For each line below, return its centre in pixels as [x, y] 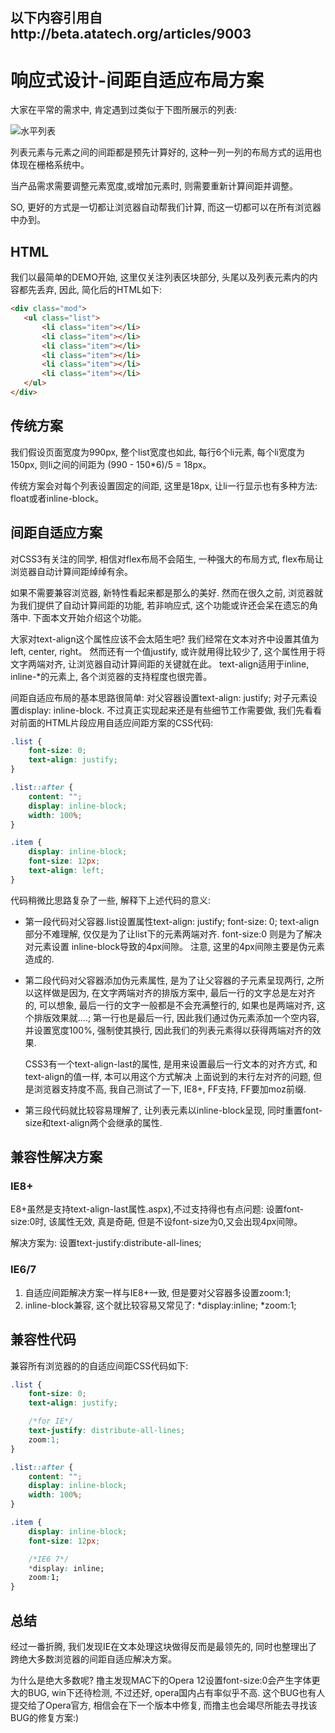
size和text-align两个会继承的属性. [93, 1122]
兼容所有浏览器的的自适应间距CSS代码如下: [99, 1365]
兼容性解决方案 [56, 1157]
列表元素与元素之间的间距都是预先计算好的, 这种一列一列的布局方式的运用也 [166, 152]
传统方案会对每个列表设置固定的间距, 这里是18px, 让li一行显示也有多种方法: [164, 485]
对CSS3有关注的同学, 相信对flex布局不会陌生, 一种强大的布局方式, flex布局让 [167, 559]
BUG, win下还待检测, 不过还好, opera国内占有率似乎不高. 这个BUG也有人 [176, 1692]
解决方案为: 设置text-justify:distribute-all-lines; [106, 1243]
